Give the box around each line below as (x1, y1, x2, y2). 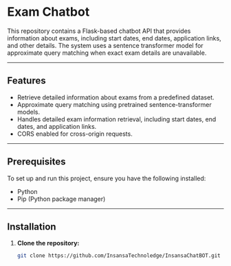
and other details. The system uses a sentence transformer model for (7, 41, 204, 49)
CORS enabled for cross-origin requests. (16, 130, 133, 138)
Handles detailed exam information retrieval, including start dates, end (16, 114, 217, 123)
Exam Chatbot (7, 4, 90, 20)
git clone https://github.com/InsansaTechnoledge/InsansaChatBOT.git (16, 252, 221, 259)
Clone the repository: (16, 239, 80, 247)
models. (16, 108, 41, 116)
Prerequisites (7, 156, 66, 168)
